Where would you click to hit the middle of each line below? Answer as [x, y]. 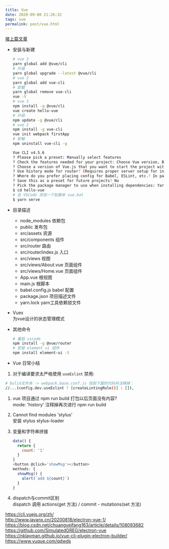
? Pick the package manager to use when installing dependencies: [84, 186]
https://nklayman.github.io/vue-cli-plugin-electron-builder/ [66, 536]
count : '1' [33, 450]
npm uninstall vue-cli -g [40, 144]
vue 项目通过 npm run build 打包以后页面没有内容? [65, 398]
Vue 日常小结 [26, 363]
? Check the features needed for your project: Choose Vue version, [86, 162]
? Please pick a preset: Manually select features [67, 157]
